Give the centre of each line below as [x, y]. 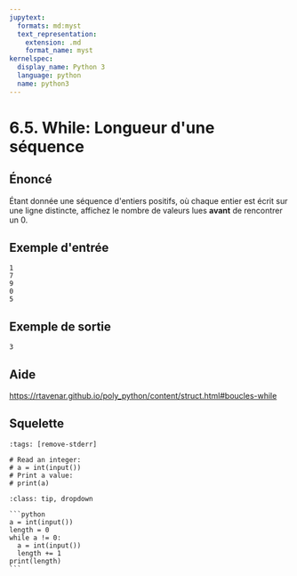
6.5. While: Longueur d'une [112, 128]
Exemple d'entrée [59, 248]
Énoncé [31, 179]
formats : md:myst [49, 26]
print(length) [36, 561]
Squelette [37, 424]
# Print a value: [41, 475]
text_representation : [57, 34]
